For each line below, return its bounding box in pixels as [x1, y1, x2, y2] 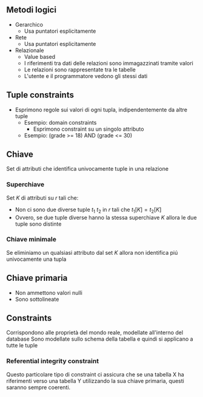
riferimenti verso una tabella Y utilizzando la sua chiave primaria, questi [6, 377, 185, 384]
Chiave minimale [6, 235, 56, 244]
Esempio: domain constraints [24, 119, 97, 126]
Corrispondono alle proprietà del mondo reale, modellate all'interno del [6, 329, 184, 336]
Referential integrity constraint [6, 357, 99, 366]
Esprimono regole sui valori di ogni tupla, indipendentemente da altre [15, 106, 188, 113]
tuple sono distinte [15, 220, 62, 228]
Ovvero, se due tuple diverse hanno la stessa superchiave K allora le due [15, 214, 197, 221]
